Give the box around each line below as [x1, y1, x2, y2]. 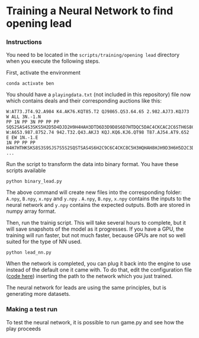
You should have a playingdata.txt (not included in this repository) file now [6, 91, 191, 98]
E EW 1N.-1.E [6, 135, 38, 141]
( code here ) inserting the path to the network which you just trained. [6, 273, 173, 280]
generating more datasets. [6, 291, 71, 298]
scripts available [6, 167, 46, 174]
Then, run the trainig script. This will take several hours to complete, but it [6, 219, 187, 227]
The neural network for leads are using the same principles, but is [6, 284, 167, 291]
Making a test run [6, 305, 58, 314]
